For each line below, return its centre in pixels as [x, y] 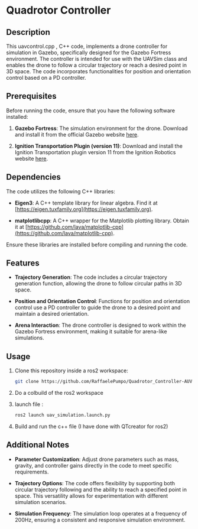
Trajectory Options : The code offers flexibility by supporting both [95, 483]
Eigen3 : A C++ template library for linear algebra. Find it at [86, 203]
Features [23, 263]
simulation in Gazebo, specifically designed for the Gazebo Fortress [89, 53]
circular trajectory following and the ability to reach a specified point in [101, 489]
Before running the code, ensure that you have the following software [91, 111]
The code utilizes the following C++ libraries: [61, 191]
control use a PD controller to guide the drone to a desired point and [98, 307]
